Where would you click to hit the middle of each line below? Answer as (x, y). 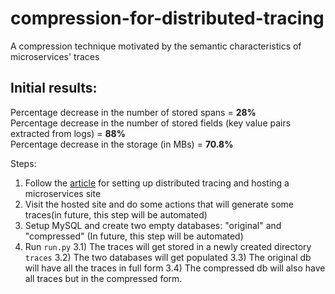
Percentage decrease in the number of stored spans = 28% (133, 112)
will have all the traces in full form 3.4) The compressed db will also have (175, 268)
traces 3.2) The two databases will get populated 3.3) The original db (168, 257)
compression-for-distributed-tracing (167, 18)
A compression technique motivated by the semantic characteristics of (156, 46)
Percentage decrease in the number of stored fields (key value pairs (151, 123)
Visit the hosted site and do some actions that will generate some (159, 204)
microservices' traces (55, 56)
